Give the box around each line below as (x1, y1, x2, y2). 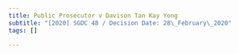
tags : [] (8, 26, 38, 34)
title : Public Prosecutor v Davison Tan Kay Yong (8, 11, 179, 20)
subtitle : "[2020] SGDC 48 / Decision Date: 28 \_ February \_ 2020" (8, 19, 232, 27)
